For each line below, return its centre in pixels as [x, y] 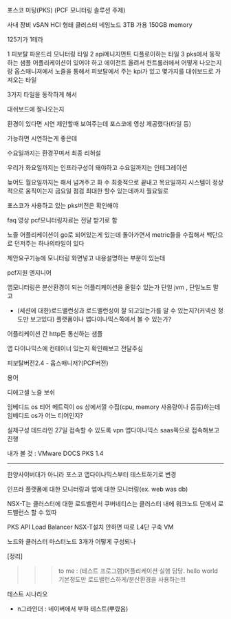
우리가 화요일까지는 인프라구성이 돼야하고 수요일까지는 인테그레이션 [97, 168]
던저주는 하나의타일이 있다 [49, 243]
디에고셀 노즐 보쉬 [31, 392]
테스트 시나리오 [27, 594]
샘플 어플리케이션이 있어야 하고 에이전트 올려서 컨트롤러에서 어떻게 [109, 63]
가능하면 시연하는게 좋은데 [42, 138]
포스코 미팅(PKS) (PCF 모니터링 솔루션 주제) [66, 10]
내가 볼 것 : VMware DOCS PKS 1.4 [55, 453]
